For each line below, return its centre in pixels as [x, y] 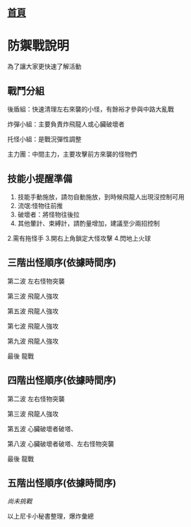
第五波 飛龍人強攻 [33, 311]
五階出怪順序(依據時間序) [62, 483]
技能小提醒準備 [40, 178]
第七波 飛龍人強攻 [33, 326]
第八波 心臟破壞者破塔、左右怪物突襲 [61, 444]
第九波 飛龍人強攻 [33, 341]
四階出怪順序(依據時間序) [62, 381]
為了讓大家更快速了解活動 [44, 66]
